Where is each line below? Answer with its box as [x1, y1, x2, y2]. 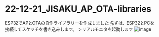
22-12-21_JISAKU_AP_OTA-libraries [5, 3, 152, 15]
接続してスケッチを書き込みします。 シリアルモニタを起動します [5, 26, 133, 32]
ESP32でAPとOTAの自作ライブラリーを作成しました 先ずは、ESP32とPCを [5, 20, 155, 26]
